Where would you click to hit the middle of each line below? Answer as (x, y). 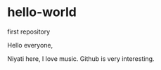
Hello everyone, (30, 45)
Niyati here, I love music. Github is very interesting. (81, 58)
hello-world (42, 12)
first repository (29, 31)
